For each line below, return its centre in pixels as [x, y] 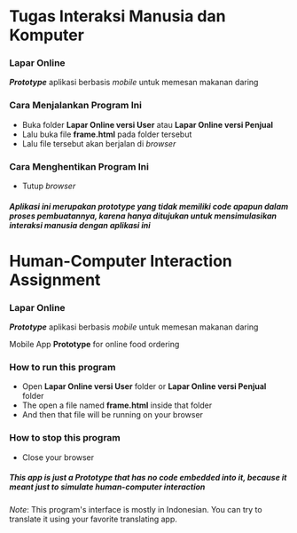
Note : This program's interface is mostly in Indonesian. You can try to [136, 509]
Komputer [47, 35]
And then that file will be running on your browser [113, 415]
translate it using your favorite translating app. [93, 519]
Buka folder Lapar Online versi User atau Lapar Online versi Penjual [147, 124]
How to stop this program [65, 438]
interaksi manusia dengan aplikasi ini [80, 225]
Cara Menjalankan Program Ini [75, 106]
